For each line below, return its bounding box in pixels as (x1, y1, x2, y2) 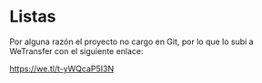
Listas (9, 6, 56, 27)
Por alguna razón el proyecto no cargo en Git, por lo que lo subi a (9, 36, 254, 47)
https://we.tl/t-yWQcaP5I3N (9, 63, 115, 74)
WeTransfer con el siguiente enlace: (9, 45, 144, 56)
